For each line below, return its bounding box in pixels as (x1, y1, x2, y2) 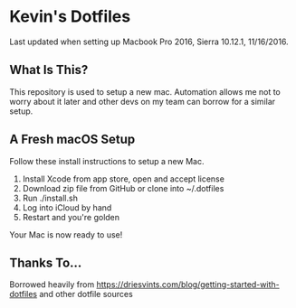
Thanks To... (9, 255, 82, 270)
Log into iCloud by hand (22, 201, 112, 213)
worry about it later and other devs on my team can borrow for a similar (9, 96, 276, 107)
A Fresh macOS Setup (9, 132, 136, 147)
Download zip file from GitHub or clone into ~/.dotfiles (22, 182, 224, 193)
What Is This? (9, 62, 89, 78)
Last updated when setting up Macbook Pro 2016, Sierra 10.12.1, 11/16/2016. (9, 36, 289, 47)
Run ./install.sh (22, 192, 79, 203)
